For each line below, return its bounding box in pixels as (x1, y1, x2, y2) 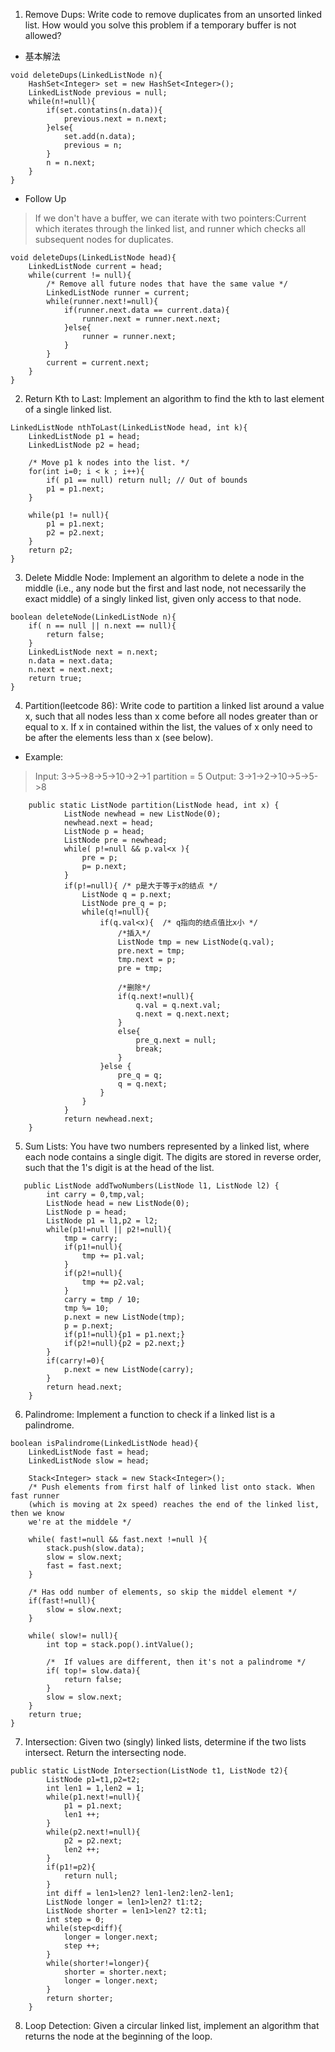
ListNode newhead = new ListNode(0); (63, 809, 222, 819)
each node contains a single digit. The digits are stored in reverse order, (24, 1151, 322, 1163)
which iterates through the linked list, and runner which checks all (34, 223, 306, 234)
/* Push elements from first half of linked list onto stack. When (28, 1482, 315, 1492)
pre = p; (81, 853, 118, 863)
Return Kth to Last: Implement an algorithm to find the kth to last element (24, 393, 325, 404)
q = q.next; (117, 1079, 168, 1089)
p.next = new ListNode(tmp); (63, 1312, 186, 1322)
